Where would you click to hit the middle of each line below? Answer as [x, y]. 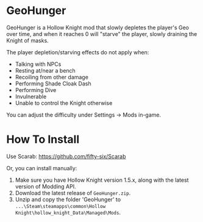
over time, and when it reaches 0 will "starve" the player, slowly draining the [102, 34]
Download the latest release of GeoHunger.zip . [73, 193]
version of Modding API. [45, 186]
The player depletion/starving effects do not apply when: [78, 52]
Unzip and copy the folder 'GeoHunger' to [68, 199]
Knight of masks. [27, 40]
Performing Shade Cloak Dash [53, 84]
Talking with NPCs [38, 64]
